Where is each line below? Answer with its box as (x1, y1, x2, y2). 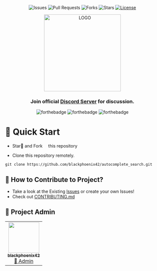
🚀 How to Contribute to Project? (5, 175, 104, 184)
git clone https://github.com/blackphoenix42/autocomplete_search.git (5, 162, 153, 167)
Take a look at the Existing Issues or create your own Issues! (12, 188, 135, 194)
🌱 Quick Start (5, 126, 60, 138)
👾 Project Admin (5, 208, 55, 216)
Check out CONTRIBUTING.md (12, 194, 75, 200)
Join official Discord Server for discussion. (30, 98, 135, 105)
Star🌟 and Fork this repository (12, 143, 78, 149)
